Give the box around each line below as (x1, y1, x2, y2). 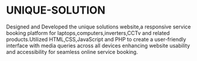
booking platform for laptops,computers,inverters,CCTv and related (6, 29, 170, 36)
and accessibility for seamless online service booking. (6, 48, 138, 55)
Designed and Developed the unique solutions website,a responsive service (6, 23, 191, 30)
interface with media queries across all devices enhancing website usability (6, 42, 190, 49)
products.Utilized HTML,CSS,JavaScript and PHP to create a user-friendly (6, 36, 186, 43)
